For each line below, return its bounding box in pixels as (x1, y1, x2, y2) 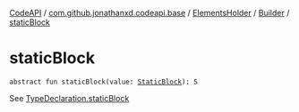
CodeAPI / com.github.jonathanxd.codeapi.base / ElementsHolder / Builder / (9, 8, 290, 18)
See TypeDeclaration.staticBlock (9, 92, 130, 103)
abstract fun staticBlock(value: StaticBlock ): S (9, 77, 199, 86)
